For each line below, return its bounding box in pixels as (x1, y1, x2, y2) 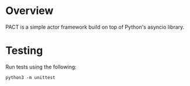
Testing (5, 44, 43, 57)
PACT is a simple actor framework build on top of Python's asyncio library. (5, 23, 185, 30)
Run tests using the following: (5, 63, 77, 70)
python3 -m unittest (5, 74, 56, 80)
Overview (5, 4, 54, 18)
